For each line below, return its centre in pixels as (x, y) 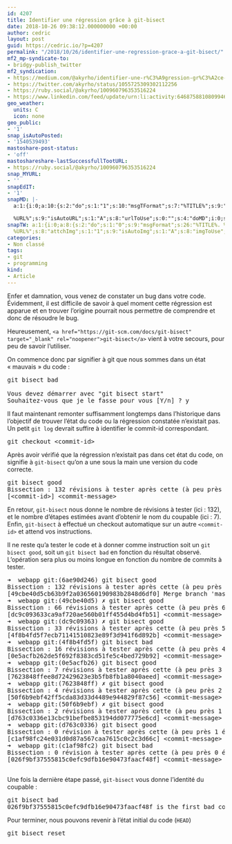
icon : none (29, 116)
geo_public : (24, 122)
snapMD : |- (23, 200)
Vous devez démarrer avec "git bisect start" (86, 393)
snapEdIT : (21, 187)
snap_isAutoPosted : (35, 135)
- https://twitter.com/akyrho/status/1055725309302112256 (92, 84)
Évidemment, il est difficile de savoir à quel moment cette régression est (110, 303)
